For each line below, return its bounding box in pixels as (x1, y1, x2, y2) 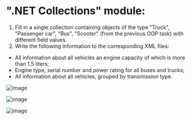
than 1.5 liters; (14, 60, 49, 67)
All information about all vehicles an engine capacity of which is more (14, 54, 186, 61)
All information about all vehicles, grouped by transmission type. (14, 73, 173, 80)
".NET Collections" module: (6, 4, 146, 18)
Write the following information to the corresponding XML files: (14, 43, 170, 50)
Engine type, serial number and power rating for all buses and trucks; (14, 66, 185, 73)
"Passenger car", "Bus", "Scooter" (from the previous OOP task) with (14, 30, 184, 37)
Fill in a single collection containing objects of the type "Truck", (14, 24, 170, 31)
